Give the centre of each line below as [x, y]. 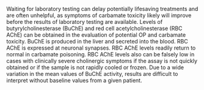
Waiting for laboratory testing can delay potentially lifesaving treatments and [102, 9]
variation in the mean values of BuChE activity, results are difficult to [92, 74]
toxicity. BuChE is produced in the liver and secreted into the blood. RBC [97, 41]
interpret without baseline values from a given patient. [74, 80]
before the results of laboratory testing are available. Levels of [85, 22]
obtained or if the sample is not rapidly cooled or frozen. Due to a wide [95, 67]
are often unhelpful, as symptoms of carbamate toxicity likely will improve [99, 15]
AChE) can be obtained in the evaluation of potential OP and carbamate [96, 35]
